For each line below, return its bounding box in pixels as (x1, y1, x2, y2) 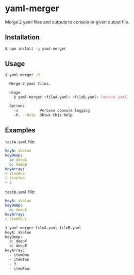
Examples (5, 126, 35, 134)
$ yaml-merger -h (5, 73, 40, 78)
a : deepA (9, 157, 27, 162)
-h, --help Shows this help (14, 113, 73, 118)
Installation (5, 33, 40, 41)
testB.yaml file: (5, 189, 35, 195)
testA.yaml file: (5, 139, 35, 145)
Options (9, 103, 25, 108)
